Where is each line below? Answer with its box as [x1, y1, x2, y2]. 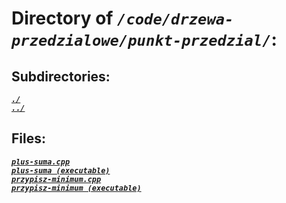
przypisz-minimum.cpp [11, 174, 102, 184]
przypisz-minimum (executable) [11, 183, 142, 193]
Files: [11, 130, 46, 147]
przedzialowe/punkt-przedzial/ [11, 32, 272, 51]
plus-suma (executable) [11, 165, 111, 176]
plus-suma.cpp [11, 157, 71, 167]
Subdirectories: [11, 68, 111, 85]
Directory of [11, 7, 114, 30]
